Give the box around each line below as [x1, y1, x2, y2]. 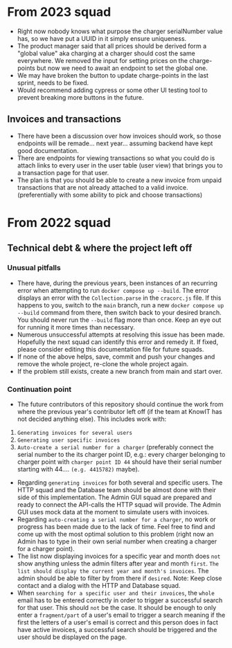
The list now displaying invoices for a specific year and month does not [17, 552, 221, 560]
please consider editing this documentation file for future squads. [17, 345, 204, 353]
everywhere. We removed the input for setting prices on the [17, 56, 188, 64]
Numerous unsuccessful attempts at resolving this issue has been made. [17, 330, 225, 339]
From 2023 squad [7, 4, 111, 20]
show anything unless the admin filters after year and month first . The [17, 559, 220, 568]
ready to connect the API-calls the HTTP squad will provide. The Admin [17, 500, 222, 509]
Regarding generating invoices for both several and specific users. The [17, 478, 223, 487]
